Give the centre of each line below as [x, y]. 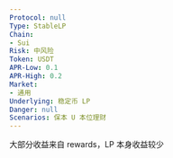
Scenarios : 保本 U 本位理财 [58, 118]
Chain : [22, 34]
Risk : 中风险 [32, 51]
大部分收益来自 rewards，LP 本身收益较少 [86, 145]
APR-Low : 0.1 [34, 68]
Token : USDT [32, 59]
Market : [24, 84]
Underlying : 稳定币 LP [50, 101]
